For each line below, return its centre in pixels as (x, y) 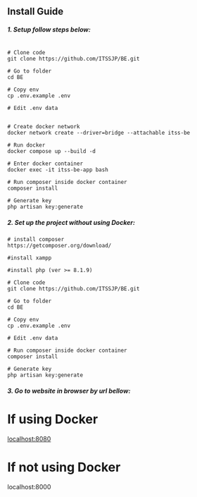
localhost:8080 (29, 438)
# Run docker (26, 145)
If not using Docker (64, 467)
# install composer (36, 240)
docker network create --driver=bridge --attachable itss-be (99, 133)
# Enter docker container (45, 164)
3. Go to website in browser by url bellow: (69, 391)
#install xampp (30, 258)
